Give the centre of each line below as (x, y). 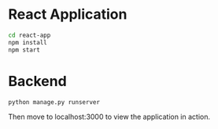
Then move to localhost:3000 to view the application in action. (109, 117)
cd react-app (30, 35)
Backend (37, 81)
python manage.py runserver (54, 102)
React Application (68, 14)
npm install (28, 42)
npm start (24, 50)
